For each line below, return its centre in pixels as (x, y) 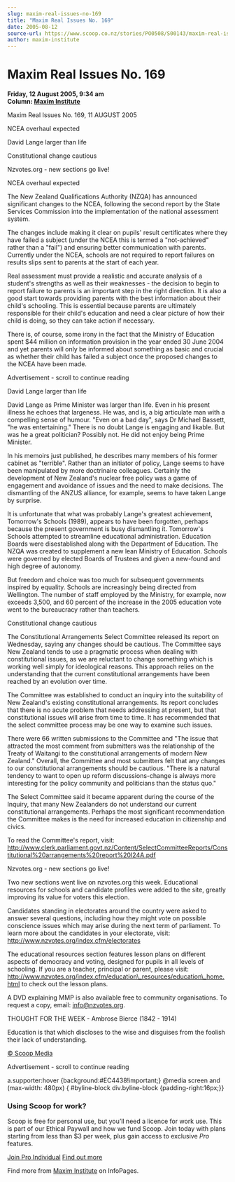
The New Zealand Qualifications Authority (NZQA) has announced (102, 196)
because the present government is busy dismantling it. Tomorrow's (106, 529)
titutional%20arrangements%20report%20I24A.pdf (81, 855)
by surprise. (24, 501)
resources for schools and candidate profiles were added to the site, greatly (116, 890)
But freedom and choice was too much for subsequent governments (106, 580)
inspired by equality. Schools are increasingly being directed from (102, 587)
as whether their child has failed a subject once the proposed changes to (113, 357)
